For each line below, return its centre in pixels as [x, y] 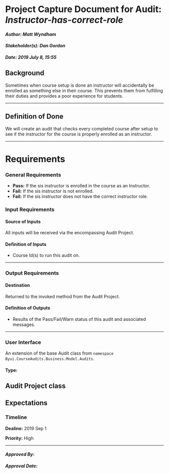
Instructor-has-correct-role [64, 20]
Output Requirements [32, 273]
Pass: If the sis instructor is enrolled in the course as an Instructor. [81, 186]
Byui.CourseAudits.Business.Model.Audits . [50, 359]
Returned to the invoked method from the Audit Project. [63, 296]
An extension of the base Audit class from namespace [60, 353]
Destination [18, 285]
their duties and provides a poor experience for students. [64, 96]
